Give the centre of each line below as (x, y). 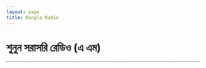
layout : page (23, 12)
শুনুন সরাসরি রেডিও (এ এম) (54, 48)
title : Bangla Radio (33, 18)
